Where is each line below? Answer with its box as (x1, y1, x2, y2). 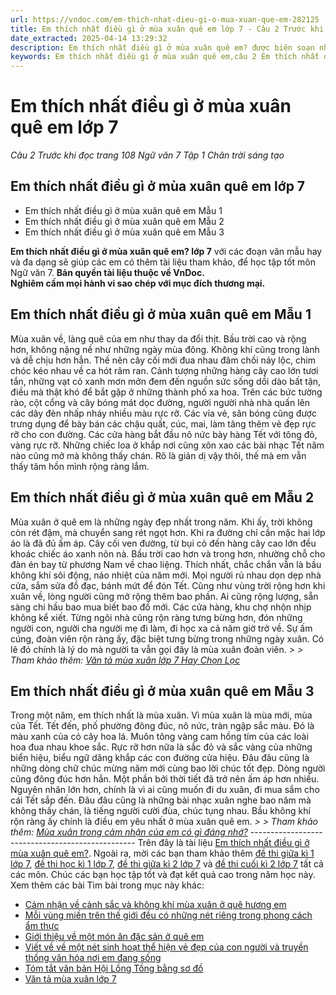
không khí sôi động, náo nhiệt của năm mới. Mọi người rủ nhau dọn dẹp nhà (10, 569, 322, 581)
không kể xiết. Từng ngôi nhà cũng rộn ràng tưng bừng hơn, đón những (10, 611, 303, 623)
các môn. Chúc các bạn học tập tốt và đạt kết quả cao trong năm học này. (10, 869, 316, 881)
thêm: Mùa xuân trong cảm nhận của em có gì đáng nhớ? (10, 826, 248, 838)
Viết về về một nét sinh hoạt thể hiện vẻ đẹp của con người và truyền (24, 941, 309, 953)
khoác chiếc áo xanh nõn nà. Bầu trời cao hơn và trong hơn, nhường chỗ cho (10, 547, 326, 560)
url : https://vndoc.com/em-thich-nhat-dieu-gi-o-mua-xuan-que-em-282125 (10, 14, 320, 25)
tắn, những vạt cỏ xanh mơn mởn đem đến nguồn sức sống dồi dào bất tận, (10, 375, 322, 387)
